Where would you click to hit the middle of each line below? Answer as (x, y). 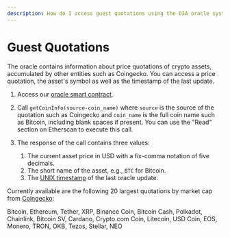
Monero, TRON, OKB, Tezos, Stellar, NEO (65, 226)
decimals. (41, 163)
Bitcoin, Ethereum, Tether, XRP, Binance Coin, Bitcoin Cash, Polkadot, (105, 211)
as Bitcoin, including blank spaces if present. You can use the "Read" (114, 122)
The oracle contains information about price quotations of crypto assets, (110, 66)
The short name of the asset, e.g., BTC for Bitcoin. (97, 170)
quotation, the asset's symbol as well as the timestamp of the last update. (111, 81)
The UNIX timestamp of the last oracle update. (93, 177)
